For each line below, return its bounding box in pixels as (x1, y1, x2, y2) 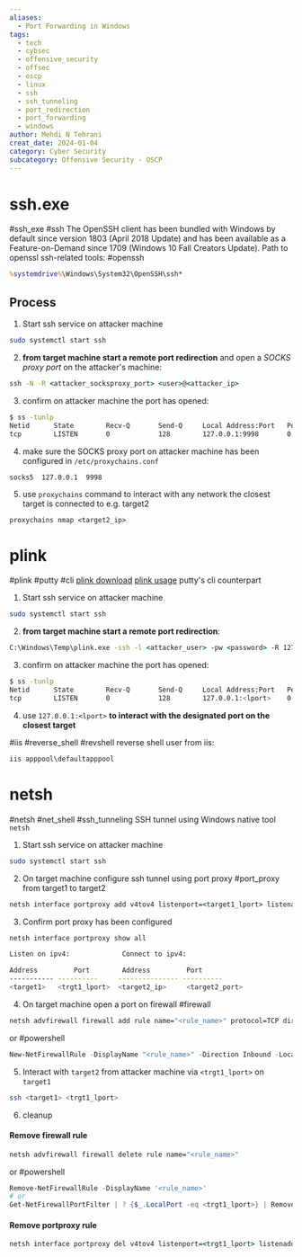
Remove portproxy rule (9, 1219, 97, 1230)
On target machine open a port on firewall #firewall (22, 999, 211, 1010)
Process (9, 294, 57, 310)
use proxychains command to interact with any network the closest (22, 488, 271, 499)
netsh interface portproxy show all (9, 933, 147, 942)
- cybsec (17, 47, 50, 56)
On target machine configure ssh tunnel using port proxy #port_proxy (22, 873, 280, 884)
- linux (17, 80, 47, 89)
